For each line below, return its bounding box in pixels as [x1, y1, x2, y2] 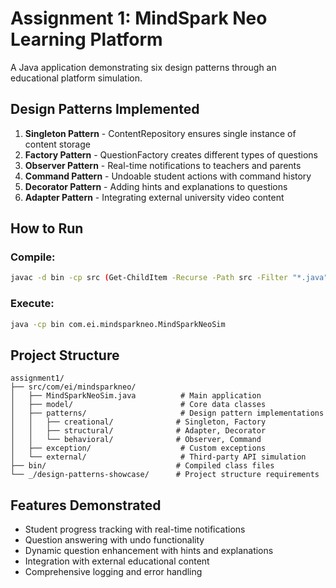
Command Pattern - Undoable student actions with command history [24, 170, 312, 182]
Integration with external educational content [24, 555, 210, 567]
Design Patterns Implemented [10, 101, 200, 118]
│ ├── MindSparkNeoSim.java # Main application [10, 391, 262, 401]
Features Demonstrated [10, 497, 162, 514]
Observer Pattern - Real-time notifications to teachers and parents [24, 159, 302, 171]
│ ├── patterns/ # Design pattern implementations [10, 408, 325, 419]
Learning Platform [10, 28, 163, 51]
